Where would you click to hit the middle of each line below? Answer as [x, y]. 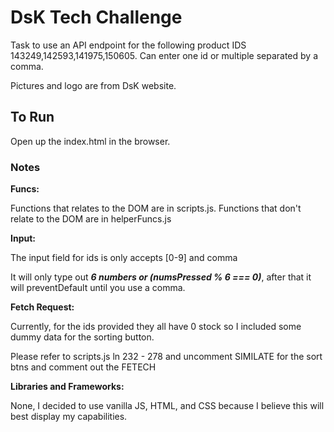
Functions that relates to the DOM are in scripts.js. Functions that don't [156, 208]
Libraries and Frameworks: [67, 387]
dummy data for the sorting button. [82, 337]
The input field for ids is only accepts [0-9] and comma [124, 258]
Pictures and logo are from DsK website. [93, 85]
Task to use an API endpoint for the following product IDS [128, 45]
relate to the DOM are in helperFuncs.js [91, 219]
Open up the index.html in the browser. [90, 141]
